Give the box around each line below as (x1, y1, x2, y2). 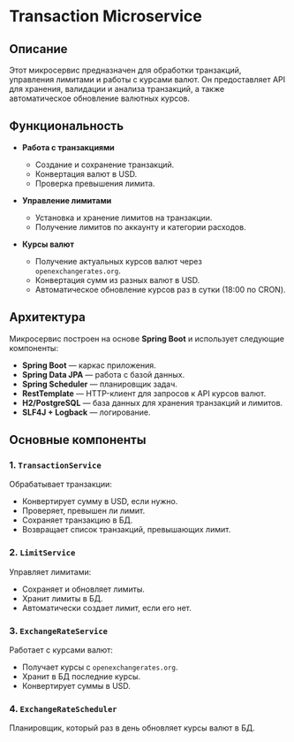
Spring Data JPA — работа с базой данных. (21, 369, 185, 379)
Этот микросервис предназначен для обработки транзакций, (9, 65, 242, 75)
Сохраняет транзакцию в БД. (21, 515, 133, 525)
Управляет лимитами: (9, 566, 92, 577)
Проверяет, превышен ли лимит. (21, 506, 146, 516)
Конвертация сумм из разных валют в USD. (34, 274, 200, 285)
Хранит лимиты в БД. (21, 593, 103, 603)
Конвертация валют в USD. (34, 168, 138, 179)
